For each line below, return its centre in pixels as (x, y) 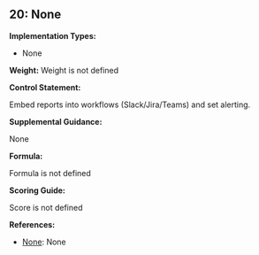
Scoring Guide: (38, 190)
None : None (44, 242)
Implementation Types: (53, 35)
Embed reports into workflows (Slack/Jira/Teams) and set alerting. (130, 104)
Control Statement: (45, 87)
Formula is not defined (50, 173)
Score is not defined (46, 207)
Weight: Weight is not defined (64, 70)
